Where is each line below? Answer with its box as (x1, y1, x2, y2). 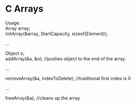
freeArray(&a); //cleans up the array (5, 95, 80, 101)
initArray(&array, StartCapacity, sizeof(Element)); (5, 30, 108, 37)
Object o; (5, 50, 24, 56)
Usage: (5, 20, 20, 26)
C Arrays (5, 3, 44, 15)
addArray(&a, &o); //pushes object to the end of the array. (5, 55, 126, 61)
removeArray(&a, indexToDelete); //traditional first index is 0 (5, 75, 131, 81)
